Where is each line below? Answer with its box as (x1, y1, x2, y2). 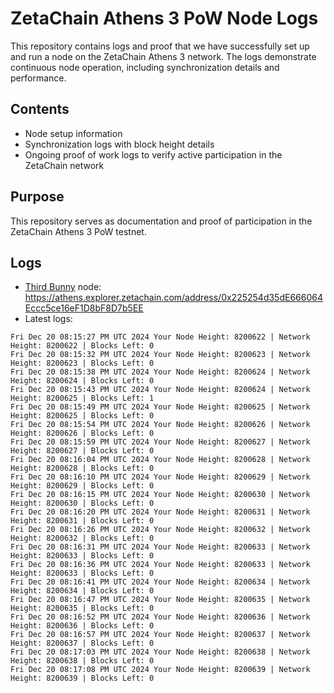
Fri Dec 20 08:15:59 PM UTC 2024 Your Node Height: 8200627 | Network (10, 437, 311, 447)
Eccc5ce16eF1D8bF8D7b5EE (24, 302, 144, 314)
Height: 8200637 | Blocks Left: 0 (10, 638, 155, 649)
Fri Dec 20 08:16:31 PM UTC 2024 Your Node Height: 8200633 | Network (10, 542, 311, 552)
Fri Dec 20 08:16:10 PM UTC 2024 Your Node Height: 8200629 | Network (10, 472, 311, 482)
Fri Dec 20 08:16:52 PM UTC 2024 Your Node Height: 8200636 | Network (10, 612, 311, 622)
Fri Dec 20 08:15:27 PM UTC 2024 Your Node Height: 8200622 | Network (10, 332, 311, 342)
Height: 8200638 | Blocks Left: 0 (10, 656, 155, 666)
